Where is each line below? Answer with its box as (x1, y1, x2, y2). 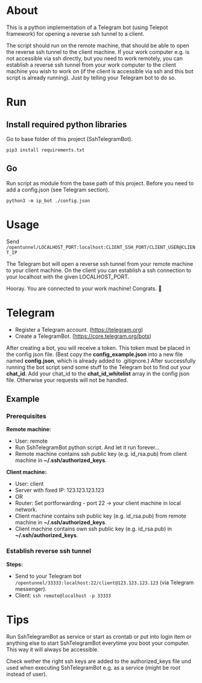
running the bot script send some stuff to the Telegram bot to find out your (6, 363, 192, 371)
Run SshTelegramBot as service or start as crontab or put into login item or (6, 633, 192, 640)
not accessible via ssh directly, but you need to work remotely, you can (6, 54, 183, 62)
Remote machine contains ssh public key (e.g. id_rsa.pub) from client (14, 450, 187, 458)
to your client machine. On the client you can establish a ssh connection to (6, 266, 192, 274)
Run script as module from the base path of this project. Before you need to (6, 179, 194, 186)
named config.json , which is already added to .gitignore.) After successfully (6, 357, 196, 364)
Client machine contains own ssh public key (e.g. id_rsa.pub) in (14, 525, 172, 533)
